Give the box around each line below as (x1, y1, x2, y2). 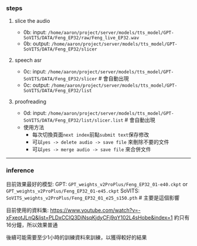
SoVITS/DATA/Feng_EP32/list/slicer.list (23, 117, 124, 124)
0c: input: (23, 68, 47, 75)
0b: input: (23, 29, 47, 36)
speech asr (14, 57, 42, 64)
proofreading (14, 98, 47, 105)
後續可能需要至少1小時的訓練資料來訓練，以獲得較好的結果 (6, 234, 147, 241)
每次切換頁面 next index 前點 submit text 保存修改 (32, 131, 150, 139)
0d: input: (23, 110, 47, 117)
